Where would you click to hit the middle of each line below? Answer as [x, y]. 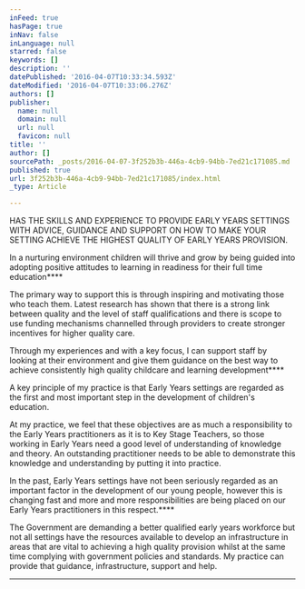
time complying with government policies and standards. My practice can [147, 556]
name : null [38, 111]
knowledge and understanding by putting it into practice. [116, 464]
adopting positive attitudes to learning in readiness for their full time [136, 267]
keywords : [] [34, 60]
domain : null [42, 119]
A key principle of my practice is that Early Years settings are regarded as [147, 388]
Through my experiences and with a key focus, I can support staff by [138, 351]
